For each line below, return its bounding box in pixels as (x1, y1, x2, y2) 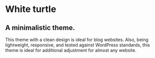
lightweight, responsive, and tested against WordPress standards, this (5, 42, 150, 48)
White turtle (5, 3, 56, 15)
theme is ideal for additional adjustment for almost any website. (5, 47, 137, 53)
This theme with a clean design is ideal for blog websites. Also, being (5, 36, 148, 42)
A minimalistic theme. (5, 23, 75, 32)
